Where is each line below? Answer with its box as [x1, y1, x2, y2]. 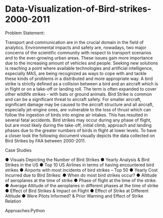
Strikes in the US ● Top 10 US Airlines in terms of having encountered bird [5, 162, 154, 168]
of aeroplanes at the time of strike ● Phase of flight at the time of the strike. [5, 177, 157, 183]
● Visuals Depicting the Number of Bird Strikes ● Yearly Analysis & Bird [5, 157, 150, 162]
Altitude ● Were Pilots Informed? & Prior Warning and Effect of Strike [5, 193, 144, 198]
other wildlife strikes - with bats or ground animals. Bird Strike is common [5, 91, 152, 97]
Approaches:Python [5, 207, 45, 213]
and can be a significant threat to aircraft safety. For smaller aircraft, [5, 96, 142, 102]
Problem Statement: [5, 30, 45, 36]
